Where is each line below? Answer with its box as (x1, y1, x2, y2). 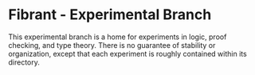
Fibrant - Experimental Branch (8, 6, 212, 24)
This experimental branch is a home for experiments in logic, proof (8, 32, 227, 41)
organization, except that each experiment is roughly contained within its (8, 49, 247, 58)
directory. (8, 57, 40, 67)
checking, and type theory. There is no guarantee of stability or (8, 40, 216, 49)
